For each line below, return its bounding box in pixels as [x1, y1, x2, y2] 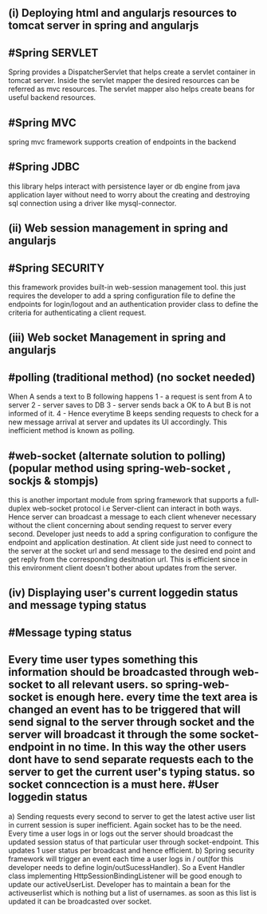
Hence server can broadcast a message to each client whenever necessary [8, 512, 257, 522]
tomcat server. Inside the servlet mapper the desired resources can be [8, 76, 240, 85]
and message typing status [8, 598, 147, 612]
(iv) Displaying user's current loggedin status [8, 586, 238, 600]
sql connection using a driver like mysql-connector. [8, 198, 177, 208]
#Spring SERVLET [8, 46, 99, 59]
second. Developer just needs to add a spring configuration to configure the [8, 529, 258, 538]
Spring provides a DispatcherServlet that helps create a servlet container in [8, 67, 256, 77]
